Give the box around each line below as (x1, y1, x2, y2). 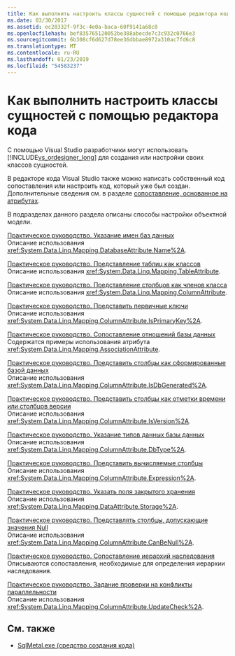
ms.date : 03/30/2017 (7, 17, 68, 24)
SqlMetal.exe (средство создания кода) (17, 641, 135, 650)
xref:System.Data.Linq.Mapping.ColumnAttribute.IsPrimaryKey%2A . (7, 316, 203, 324)
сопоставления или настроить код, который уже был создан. (7, 182, 191, 190)
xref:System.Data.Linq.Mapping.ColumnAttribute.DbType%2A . (7, 445, 187, 453)
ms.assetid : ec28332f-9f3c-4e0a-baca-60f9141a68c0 (7, 23, 158, 30)
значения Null (7, 523, 49, 531)
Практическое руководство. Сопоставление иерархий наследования (7, 552, 215, 560)
